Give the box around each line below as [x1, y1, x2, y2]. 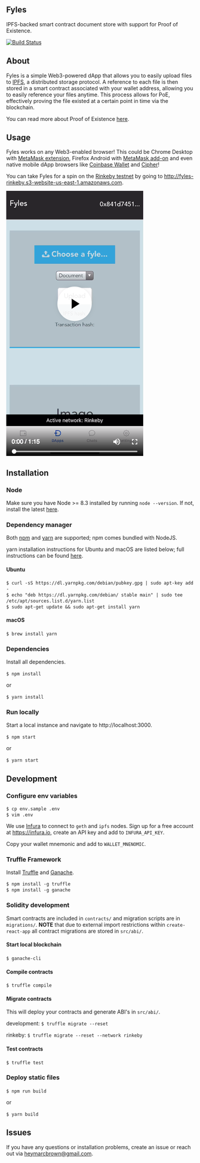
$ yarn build [6, 1111, 39, 1118]
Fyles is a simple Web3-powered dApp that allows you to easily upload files [6, 72, 192, 79]
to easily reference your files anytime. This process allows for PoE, [6, 91, 170, 98]
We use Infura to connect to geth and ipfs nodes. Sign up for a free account [6, 823, 194, 830]
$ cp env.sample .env [6, 806, 60, 812]
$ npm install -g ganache [6, 887, 70, 893]
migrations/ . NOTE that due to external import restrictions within [6, 921, 165, 928]
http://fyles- [164, 173, 194, 180]
